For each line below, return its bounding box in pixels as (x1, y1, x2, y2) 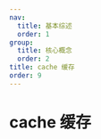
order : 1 (17, 29, 50, 38)
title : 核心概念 (17, 46, 73, 55)
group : (9, 37, 34, 47)
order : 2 (17, 54, 50, 63)
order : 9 (9, 71, 42, 80)
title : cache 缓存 (9, 63, 75, 72)
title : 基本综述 (17, 21, 73, 30)
